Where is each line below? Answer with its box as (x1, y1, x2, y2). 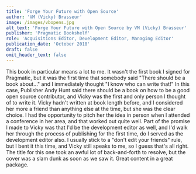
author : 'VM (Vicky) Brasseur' (6, 14, 82, 20)
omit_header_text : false (6, 52, 67, 58)
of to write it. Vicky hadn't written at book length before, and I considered (6, 99, 183, 106)
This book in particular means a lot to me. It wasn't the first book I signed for (6, 68, 190, 75)
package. (6, 161, 29, 168)
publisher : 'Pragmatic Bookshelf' (6, 30, 91, 36)
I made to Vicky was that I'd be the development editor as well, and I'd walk (6, 124, 188, 131)
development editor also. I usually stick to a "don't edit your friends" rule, (6, 136, 183, 143)
